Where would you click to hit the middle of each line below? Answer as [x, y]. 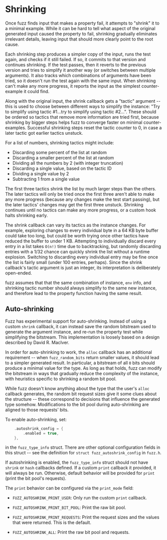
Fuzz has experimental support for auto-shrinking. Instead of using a [76, 321]
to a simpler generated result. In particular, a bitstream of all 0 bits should [80, 363]
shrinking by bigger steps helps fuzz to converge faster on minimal [74, 122]
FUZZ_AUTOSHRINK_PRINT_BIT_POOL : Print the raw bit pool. [69, 507]
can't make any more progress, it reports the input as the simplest [73, 86]
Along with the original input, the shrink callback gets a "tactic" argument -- [83, 101]
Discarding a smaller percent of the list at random [63, 158]
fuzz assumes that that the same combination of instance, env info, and [78, 283]
